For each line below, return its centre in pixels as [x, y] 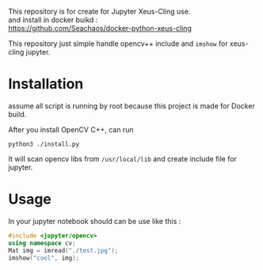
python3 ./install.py [44, 144]
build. [17, 114]
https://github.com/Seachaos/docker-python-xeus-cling [100, 28]
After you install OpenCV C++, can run [71, 129]
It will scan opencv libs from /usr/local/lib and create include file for [123, 158]
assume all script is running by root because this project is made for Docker [131, 105]
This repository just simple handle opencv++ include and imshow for [118, 44]
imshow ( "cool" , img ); [44, 258]
